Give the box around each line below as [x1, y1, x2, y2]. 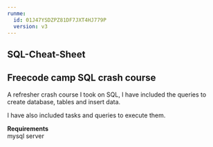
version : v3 [13, 23, 48, 30]
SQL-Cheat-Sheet [7, 48, 86, 60]
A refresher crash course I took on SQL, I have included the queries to [7, 90, 207, 99]
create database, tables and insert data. [7, 97, 121, 106]
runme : [7, 10, 26, 17]
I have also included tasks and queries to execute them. [7, 111, 166, 119]
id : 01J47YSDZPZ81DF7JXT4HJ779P [13, 17, 107, 23]
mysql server [7, 132, 45, 140]
